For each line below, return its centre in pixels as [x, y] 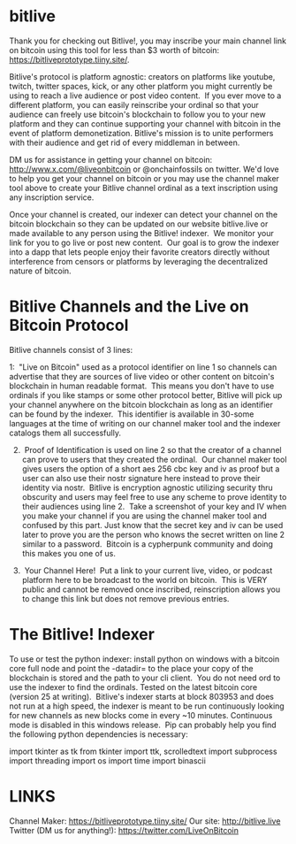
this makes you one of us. [69, 553]
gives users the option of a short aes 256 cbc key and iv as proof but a [151, 468]
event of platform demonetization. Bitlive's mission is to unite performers [141, 133]
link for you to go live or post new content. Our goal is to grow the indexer [144, 242]
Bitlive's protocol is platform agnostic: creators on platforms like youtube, [142, 76]
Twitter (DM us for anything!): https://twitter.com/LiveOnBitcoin [124, 830]
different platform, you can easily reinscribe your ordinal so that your [134, 104]
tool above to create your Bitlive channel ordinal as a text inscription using [144, 188]
